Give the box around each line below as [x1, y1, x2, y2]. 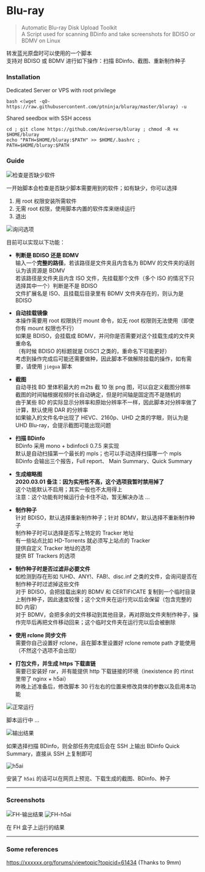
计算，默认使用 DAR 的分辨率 [15, 406, 88, 413]
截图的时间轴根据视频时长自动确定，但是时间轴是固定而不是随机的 [15, 390, 181, 398]
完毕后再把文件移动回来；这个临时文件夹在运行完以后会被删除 [20, 618, 176, 626]
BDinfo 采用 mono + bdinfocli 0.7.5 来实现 [15, 442, 120, 449]
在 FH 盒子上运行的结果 [6, 823, 65, 831]
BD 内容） [15, 603, 41, 610]
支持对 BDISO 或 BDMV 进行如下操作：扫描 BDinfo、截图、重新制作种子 [6, 57, 186, 64]
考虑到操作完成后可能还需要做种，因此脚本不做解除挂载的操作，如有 [15, 355, 187, 362]
